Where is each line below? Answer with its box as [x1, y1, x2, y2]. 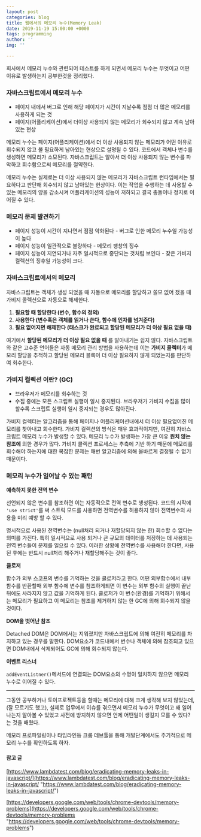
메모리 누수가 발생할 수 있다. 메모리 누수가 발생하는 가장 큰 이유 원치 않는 [22, 433, 191, 440]
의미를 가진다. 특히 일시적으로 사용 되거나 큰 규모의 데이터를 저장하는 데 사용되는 [6, 534, 193, 542]
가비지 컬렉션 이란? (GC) [6, 375, 73, 383]
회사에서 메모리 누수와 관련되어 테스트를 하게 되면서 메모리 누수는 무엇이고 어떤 [6, 64, 190, 72]
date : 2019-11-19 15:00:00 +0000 [6, 25, 90, 32]
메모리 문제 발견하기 [6, 213, 60, 221]
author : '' [6, 37, 33, 43]
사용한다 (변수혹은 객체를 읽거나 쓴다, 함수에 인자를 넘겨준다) [14, 316, 155, 324]
